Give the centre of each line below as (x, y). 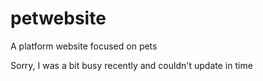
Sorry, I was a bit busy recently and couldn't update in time (131, 65)
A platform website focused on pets (84, 46)
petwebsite (58, 18)
